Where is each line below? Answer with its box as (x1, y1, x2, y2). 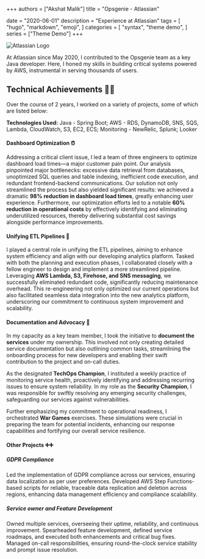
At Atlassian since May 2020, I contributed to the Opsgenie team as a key (6, 54, 191, 61)
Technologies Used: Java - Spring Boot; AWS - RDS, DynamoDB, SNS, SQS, (6, 119, 199, 126)
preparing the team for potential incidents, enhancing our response (6, 421, 175, 428)
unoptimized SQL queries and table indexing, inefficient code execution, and (6, 173, 198, 180)
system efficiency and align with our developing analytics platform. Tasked (6, 253, 194, 260)
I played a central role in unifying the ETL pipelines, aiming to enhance (6, 246, 183, 253)
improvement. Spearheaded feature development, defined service (6, 526, 173, 534)
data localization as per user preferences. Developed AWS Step (6, 477, 166, 485)
